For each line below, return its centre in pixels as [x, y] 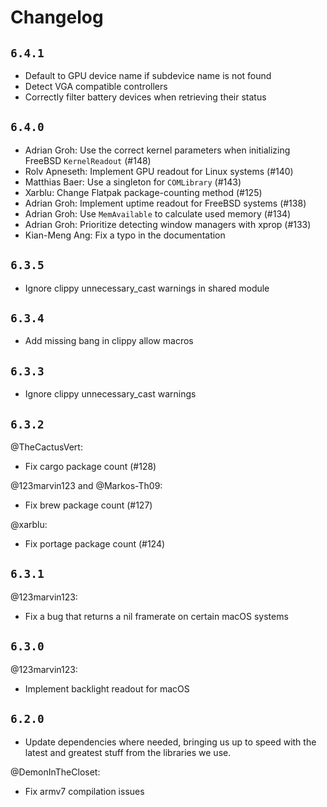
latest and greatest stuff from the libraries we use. [128, 752]
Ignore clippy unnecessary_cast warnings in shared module [147, 288]
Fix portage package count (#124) [95, 544]
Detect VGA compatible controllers [96, 86]
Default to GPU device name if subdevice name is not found [148, 75]
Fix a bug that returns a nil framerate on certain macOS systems [156, 616]
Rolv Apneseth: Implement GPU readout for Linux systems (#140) [159, 171]
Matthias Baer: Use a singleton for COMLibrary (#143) [133, 182]
